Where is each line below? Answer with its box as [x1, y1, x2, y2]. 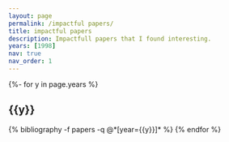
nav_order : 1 [8, 58, 53, 66]
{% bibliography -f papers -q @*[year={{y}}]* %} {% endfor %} [8, 124, 222, 134]
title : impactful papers [8, 27, 92, 35]
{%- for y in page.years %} [8, 79, 99, 89]
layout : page [8, 11, 53, 20]
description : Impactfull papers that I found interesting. [8, 34, 212, 43]
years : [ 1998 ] [8, 42, 57, 50]
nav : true [8, 49, 42, 58]
